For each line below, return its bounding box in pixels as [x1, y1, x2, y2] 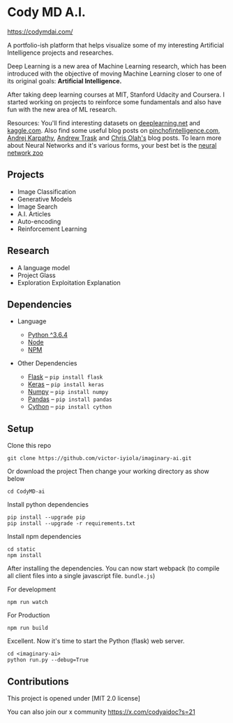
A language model [17, 263, 70, 272]
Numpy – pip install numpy [27, 388, 109, 396]
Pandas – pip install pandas [27, 395, 113, 403]
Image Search [17, 202, 58, 211]
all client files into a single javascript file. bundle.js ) [7, 572, 156, 580]
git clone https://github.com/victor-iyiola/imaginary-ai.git [7, 455, 192, 462]
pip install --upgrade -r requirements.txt [7, 520, 136, 527]
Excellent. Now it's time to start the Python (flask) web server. [7, 637, 185, 645]
